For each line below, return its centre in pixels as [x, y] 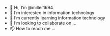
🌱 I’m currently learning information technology [57, 18]
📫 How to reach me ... [32, 28]
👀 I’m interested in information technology [52, 13]
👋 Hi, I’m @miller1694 [31, 8]
